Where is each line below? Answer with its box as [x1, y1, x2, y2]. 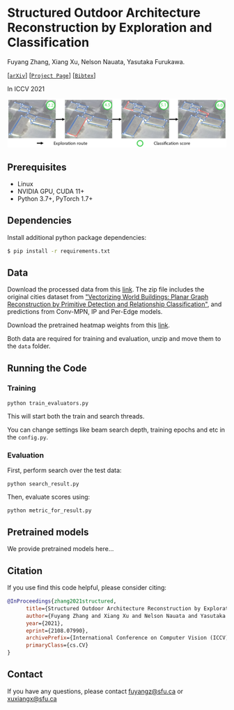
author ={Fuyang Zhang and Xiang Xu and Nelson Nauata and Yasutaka [25, 612, 226, 619]
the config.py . [7, 433, 49, 441]
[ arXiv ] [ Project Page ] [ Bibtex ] [7, 71, 96, 80]
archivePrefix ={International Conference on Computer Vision [25, 635, 208, 642]
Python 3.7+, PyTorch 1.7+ [17, 194, 93, 203]
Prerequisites [7, 161, 67, 173]
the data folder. [7, 342, 51, 350]
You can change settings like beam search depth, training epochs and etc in [7, 425, 225, 434]
